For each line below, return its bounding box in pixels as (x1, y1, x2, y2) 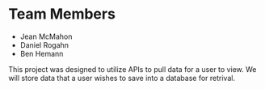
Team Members (8, 5, 116, 23)
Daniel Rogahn (19, 40, 69, 49)
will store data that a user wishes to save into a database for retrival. (8, 73, 236, 83)
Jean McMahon (19, 32, 73, 41)
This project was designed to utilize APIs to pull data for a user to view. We (8, 64, 257, 74)
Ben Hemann (19, 49, 64, 58)
